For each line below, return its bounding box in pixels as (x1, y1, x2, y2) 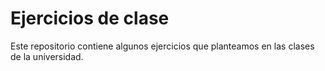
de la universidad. (10, 50, 84, 62)
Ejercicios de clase (10, 7, 170, 30)
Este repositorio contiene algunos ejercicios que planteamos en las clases (10, 40, 315, 52)
